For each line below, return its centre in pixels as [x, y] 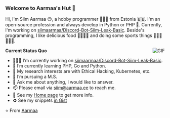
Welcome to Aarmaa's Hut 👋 [40, 8]
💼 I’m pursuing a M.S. [35, 77]
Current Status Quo [26, 51]
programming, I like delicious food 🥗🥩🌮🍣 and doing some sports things [79, 35]
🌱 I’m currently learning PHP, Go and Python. [59, 66]
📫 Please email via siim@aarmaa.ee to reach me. [64, 88]
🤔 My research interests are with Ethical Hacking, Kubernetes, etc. [81, 71]
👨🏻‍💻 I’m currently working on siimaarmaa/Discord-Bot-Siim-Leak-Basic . [88, 61]
